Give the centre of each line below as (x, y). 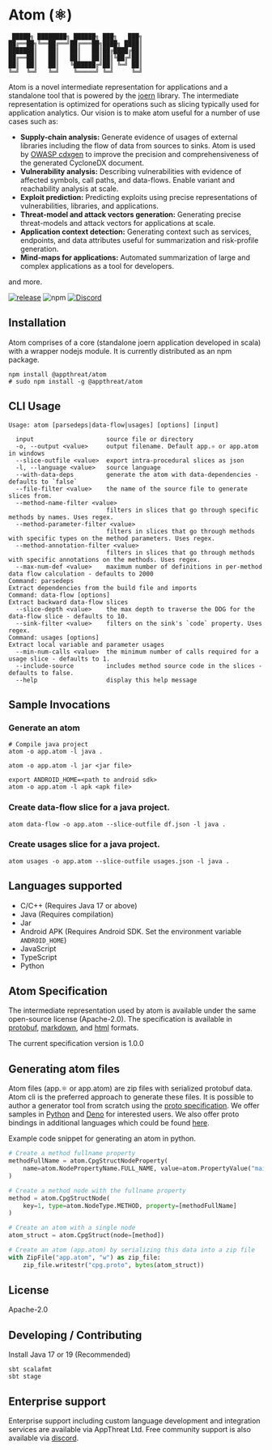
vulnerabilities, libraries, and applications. (89, 206)
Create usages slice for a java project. (84, 844)
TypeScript (38, 957)
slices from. (30, 495)
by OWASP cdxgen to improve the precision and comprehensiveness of (139, 154)
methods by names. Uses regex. (61, 517)
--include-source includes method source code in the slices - (139, 665)
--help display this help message (106, 680)
